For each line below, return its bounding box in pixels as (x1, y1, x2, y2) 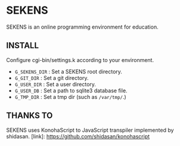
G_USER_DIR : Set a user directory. (14, 80, 97, 88)
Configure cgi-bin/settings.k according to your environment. (6, 56, 154, 63)
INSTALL (6, 41, 39, 51)
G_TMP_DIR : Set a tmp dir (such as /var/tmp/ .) (14, 93, 126, 100)
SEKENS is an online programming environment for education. (6, 23, 159, 30)
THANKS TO (6, 111, 53, 121)
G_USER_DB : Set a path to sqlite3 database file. (14, 87, 128, 94)
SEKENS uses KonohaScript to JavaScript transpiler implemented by (6, 126, 174, 133)
